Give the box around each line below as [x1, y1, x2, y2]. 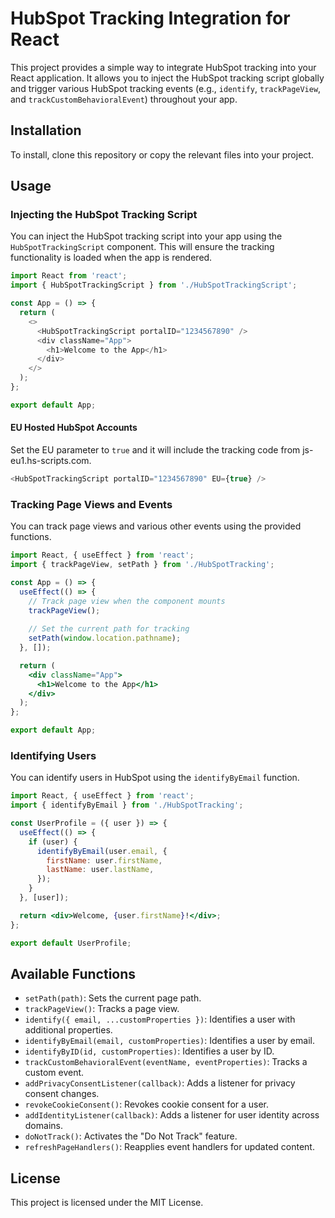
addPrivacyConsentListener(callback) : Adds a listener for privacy [24, 1077, 296, 1089]
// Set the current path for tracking [28, 624, 190, 634]
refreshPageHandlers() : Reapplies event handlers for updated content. [24, 1141, 315, 1153]
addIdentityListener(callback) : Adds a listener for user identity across [24, 1109, 320, 1121]
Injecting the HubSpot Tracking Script [10, 208, 198, 222]
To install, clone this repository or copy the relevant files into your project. [10, 148, 314, 161]
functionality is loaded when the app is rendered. [10, 252, 213, 264]
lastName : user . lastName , [46, 865, 155, 875]
